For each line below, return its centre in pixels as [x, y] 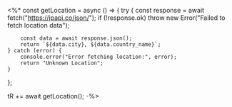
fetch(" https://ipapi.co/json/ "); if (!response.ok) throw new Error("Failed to [116, 18]
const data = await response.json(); [76, 38]
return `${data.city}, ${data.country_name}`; [91, 45]
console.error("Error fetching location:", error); [99, 57]
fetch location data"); [39, 25]
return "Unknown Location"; [62, 63]
